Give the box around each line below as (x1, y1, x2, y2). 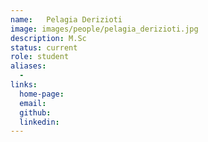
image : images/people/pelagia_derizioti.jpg (10, 24, 199, 34)
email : (19, 98, 47, 108)
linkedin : (19, 117, 60, 127)
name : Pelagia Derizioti (10, 14, 123, 25)
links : (10, 80, 38, 90)
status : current (10, 42, 78, 53)
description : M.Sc (10, 33, 87, 43)
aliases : (10, 61, 47, 71)
